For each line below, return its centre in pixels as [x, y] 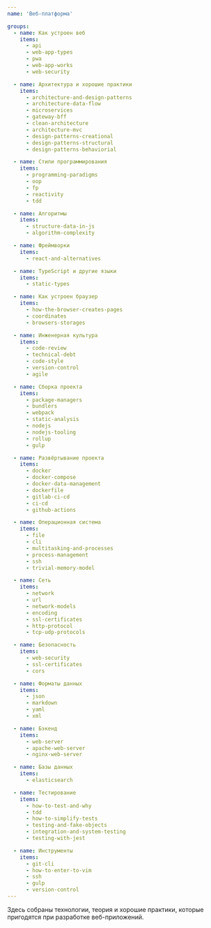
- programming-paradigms [62, 175]
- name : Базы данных [43, 767]
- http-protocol [49, 626]
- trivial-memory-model [60, 568]
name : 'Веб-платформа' [40, 14]
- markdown [41, 703]
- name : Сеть [32, 580]
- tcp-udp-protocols [55, 633]
